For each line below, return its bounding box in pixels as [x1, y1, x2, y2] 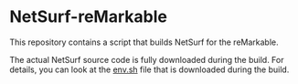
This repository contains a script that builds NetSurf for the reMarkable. [9, 37, 279, 47]
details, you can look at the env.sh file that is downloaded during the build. [9, 64, 290, 75]
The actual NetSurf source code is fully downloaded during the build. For [9, 54, 284, 65]
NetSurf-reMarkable [9, 6, 167, 27]
